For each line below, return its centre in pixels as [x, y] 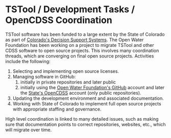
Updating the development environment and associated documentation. [88, 98]
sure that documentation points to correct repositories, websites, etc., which [86, 124]
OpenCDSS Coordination [59, 20]
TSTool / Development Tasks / [70, 9]
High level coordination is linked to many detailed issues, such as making [82, 119]
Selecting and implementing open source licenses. [66, 71]
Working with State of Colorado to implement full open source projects [87, 103]
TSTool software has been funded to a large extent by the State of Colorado [85, 34]
